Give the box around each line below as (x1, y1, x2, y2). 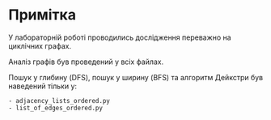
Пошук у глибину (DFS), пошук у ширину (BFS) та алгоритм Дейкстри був (8, 72, 264, 82)
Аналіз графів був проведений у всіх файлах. (8, 57, 164, 66)
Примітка (8, 6, 77, 24)
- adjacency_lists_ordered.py (8, 96, 111, 105)
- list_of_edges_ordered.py (8, 104, 104, 112)
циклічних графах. (8, 41, 72, 50)
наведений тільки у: (8, 81, 78, 91)
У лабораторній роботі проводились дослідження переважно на (8, 32, 232, 42)
